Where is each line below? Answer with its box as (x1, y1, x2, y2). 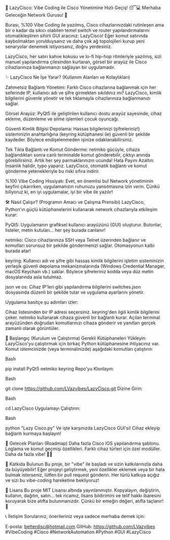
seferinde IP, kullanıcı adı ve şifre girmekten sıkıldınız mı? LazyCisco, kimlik (5, 90, 162, 96)
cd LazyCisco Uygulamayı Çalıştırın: (5, 405, 80, 411)
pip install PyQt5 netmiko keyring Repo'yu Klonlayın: (5, 366, 114, 372)
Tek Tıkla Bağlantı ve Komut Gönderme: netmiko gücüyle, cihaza (5, 146, 140, 152)
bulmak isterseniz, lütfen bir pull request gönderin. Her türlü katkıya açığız (5, 472, 160, 478)
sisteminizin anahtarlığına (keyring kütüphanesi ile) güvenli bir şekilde (5, 131, 151, 137)
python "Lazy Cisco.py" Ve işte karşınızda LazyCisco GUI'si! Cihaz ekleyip (5, 425, 160, 431)
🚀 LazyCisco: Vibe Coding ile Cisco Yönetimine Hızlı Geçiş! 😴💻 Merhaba (5, 5, 161, 11)
